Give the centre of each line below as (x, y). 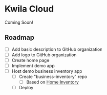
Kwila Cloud (29, 9)
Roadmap (20, 38)
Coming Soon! (19, 22)
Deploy (26, 88)
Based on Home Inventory (53, 82)
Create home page (31, 60)
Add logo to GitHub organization (44, 55)
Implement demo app (33, 65)
